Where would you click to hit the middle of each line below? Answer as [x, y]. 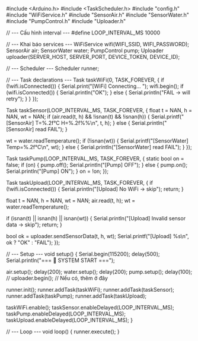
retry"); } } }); [22, 99]
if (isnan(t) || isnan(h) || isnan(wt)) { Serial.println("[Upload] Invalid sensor [96, 218]
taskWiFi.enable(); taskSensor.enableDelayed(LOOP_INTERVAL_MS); [90, 307]
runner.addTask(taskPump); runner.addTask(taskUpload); [76, 296]
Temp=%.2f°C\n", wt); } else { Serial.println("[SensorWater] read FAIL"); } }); [99, 147]
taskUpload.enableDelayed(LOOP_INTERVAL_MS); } [70, 320]
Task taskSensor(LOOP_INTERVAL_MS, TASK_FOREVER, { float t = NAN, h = [99, 110]
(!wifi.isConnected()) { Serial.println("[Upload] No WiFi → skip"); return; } [95, 189]
